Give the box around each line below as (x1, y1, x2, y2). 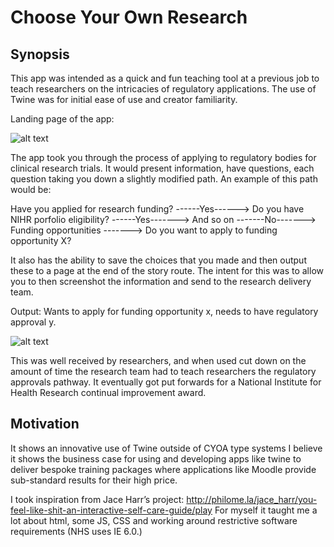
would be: (10, 184, 52, 195)
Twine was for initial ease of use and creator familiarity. (10, 94, 238, 105)
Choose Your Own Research (10, 6, 248, 29)
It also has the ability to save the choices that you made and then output (10, 254, 307, 266)
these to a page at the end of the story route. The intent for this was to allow (10, 265, 324, 276)
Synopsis (10, 46, 70, 63)
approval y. (10, 316, 57, 328)
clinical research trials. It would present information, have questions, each (10, 162, 315, 174)
